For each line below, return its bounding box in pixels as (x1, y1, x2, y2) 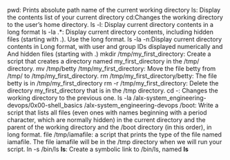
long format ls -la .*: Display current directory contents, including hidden (7, 28, 214, 36)
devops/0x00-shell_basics (7, 101, 83, 109)
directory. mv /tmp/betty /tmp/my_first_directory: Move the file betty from (7, 65, 216, 72)
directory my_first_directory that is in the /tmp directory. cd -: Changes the (7, 86, 219, 94)
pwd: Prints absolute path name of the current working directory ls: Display (7, 6, 221, 14)
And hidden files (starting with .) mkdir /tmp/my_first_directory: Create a (7, 50, 211, 58)
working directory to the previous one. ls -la (7, 94, 132, 102)
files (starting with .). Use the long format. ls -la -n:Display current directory (7, 35, 222, 43)
